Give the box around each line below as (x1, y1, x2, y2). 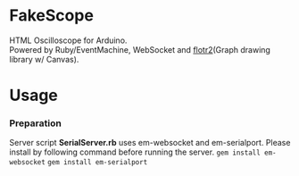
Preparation (9, 117, 62, 130)
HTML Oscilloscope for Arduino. (9, 35, 128, 46)
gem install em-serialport (47, 158, 148, 167)
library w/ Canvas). (9, 54, 79, 64)
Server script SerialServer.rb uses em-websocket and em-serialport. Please (9, 138, 291, 148)
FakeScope (9, 5, 94, 26)
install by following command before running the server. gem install (9, 147, 261, 157)
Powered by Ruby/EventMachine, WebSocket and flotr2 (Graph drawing (9, 44, 270, 54)
